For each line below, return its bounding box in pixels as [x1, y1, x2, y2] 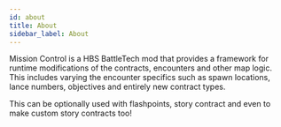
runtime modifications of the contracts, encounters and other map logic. [9, 63, 273, 73]
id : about [9, 12, 46, 22]
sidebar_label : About [9, 29, 90, 38]
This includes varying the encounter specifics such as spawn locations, [9, 72, 270, 83]
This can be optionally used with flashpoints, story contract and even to [9, 99, 271, 109]
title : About [9, 21, 58, 30]
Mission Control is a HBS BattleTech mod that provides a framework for [9, 54, 269, 64]
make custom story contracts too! [9, 108, 133, 119]
